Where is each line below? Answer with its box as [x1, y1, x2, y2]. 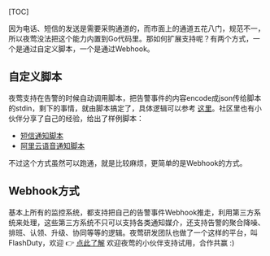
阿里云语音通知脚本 [20, 141, 85, 150]
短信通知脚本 [20, 130, 63, 141]
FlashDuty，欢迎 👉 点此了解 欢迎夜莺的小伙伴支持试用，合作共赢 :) [8, 237, 235, 247]
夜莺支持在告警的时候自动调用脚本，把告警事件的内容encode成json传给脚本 [8, 93, 262, 102]
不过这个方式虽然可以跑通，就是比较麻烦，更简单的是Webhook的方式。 [8, 158, 247, 167]
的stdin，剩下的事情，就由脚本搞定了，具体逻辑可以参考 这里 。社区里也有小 [8, 103, 263, 113]
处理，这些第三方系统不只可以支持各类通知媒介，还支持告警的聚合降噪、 [22, 217, 265, 227]
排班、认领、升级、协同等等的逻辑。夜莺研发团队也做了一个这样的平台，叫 [8, 228, 258, 237]
